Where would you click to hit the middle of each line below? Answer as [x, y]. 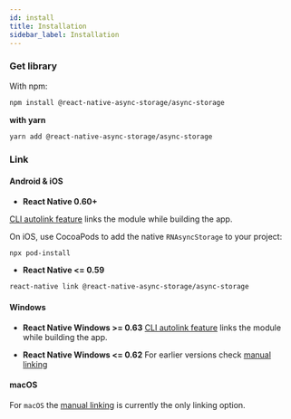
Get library [33, 66]
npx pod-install [40, 253]
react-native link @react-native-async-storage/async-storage [129, 287]
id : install [32, 18]
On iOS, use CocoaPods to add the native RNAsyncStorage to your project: [146, 236]
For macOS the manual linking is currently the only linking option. [128, 405]
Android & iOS [36, 181]
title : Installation [48, 26]
